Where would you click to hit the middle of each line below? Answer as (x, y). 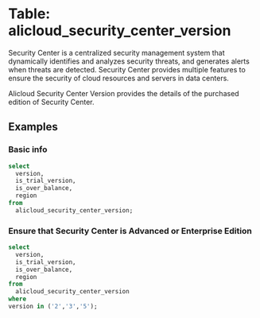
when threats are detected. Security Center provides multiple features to (127, 69)
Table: (29, 14)
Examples (33, 127)
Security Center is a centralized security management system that (116, 52)
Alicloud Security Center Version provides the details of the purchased (124, 93)
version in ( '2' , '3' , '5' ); (53, 307)
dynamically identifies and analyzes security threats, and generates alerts (129, 61)
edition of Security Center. (51, 102)
